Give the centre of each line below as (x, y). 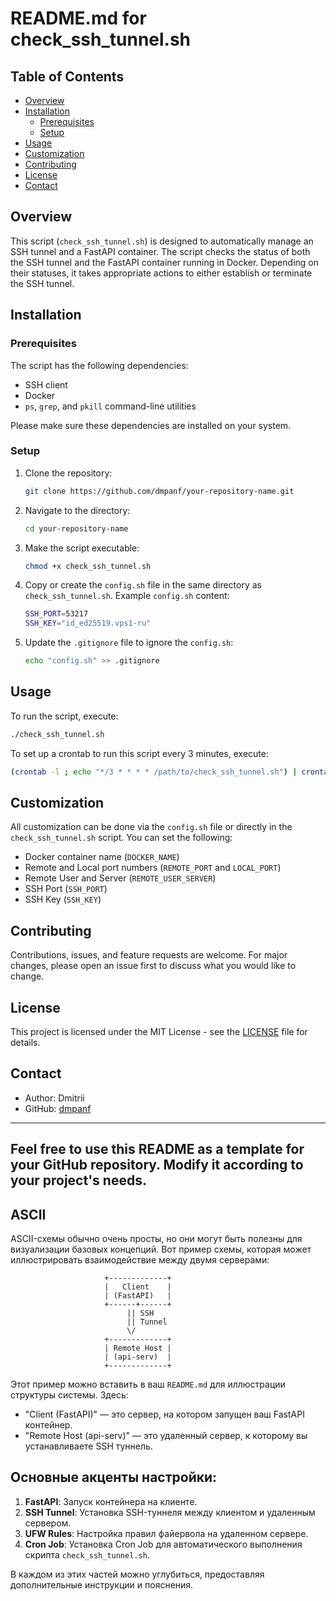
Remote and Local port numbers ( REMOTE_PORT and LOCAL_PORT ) (153, 868)
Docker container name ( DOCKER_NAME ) (102, 857)
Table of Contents (67, 76)
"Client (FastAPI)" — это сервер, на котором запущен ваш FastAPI (164, 1414)
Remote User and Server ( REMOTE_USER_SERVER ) (120, 878)
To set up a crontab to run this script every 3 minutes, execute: (139, 753)
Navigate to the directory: (77, 510)
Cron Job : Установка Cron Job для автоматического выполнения (163, 1544)
